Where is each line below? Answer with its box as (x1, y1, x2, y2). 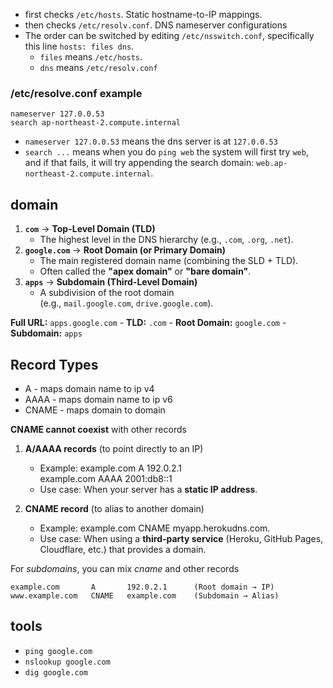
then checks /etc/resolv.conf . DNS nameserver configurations (24, 19, 288, 31)
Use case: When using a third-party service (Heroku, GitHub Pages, (39, 532, 324, 544)
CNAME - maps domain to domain (24, 404, 166, 416)
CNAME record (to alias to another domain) (24, 502, 205, 514)
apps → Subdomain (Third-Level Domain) (24, 276, 198, 288)
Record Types (10, 356, 99, 373)
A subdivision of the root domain (39, 287, 175, 299)
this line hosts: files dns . (24, 40, 135, 52)
